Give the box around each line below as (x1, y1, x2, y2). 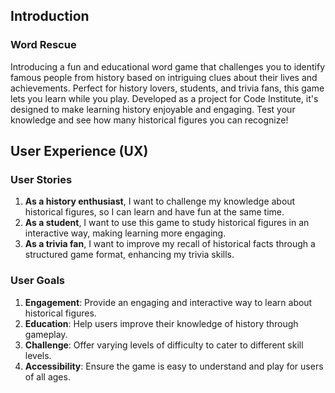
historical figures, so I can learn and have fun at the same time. (24, 206, 285, 218)
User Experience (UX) (10, 143, 149, 160)
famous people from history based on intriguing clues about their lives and (10, 71, 318, 83)
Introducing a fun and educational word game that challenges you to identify (10, 60, 326, 73)
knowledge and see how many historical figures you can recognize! (10, 114, 289, 126)
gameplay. (24, 328, 68, 340)
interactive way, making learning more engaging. (24, 227, 227, 239)
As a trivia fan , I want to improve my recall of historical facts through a (24, 238, 316, 250)
